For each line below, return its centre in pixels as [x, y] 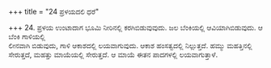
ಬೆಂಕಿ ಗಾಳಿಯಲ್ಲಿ [27, 36]
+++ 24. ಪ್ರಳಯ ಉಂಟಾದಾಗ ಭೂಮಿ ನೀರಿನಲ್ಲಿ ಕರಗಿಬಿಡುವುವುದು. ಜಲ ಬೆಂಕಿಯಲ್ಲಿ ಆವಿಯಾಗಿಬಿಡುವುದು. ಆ [135, 28]
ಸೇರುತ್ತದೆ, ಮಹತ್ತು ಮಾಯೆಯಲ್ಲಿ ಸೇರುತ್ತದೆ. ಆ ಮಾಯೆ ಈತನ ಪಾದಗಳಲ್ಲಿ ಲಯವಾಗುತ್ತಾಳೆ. [113, 54]
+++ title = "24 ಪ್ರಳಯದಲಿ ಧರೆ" [54, 12]
